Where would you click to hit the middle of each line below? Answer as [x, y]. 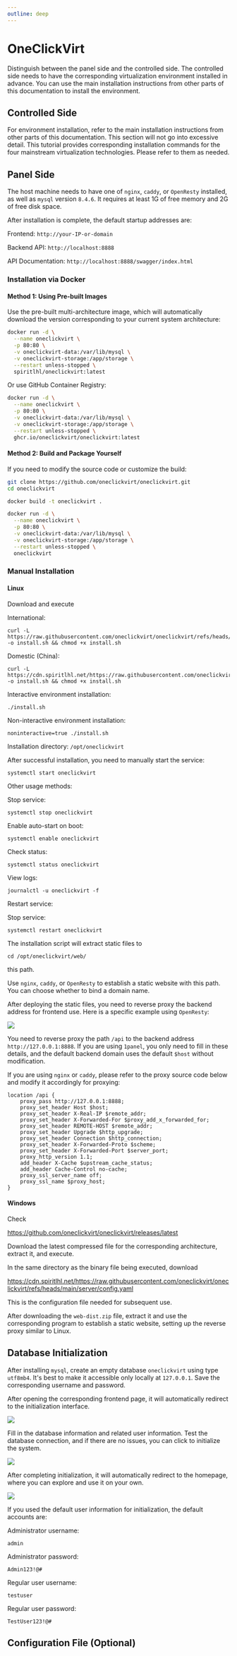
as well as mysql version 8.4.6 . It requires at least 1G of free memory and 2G [118, 199]
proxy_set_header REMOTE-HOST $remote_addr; [86, 1126]
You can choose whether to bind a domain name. [79, 990]
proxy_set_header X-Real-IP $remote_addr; [83, 1114]
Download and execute [41, 604]
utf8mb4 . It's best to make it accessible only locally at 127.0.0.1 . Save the [114, 1377]
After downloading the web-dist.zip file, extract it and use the [97, 1315]
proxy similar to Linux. [39, 1331]
